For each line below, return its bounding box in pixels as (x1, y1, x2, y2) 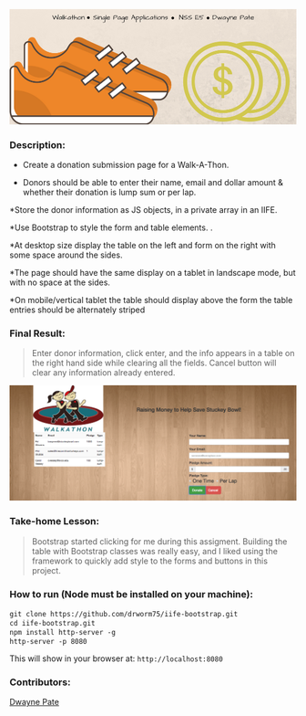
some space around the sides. (9, 249, 123, 260)
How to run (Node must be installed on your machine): (9, 587, 253, 600)
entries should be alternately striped (9, 304, 146, 315)
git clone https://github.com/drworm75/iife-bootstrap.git (9, 610, 239, 619)
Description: (9, 138, 66, 151)
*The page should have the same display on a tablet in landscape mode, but (9, 267, 296, 278)
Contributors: (9, 676, 71, 689)
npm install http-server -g (9, 628, 117, 637)
